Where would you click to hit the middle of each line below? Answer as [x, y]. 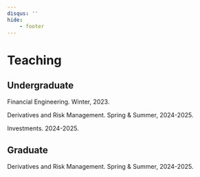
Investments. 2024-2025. [43, 128]
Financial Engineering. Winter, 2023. [58, 102]
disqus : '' [23, 13]
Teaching [34, 60]
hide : [15, 20]
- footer [32, 26]
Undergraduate [41, 85]
